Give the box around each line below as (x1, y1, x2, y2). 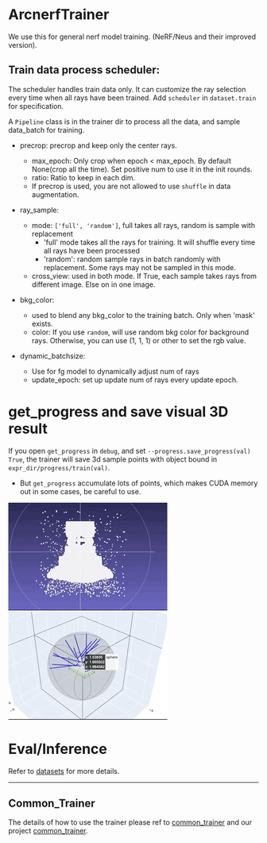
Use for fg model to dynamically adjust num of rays (31, 366, 200, 376)
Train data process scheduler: (8, 64, 161, 77)
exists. (31, 319, 53, 328)
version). (8, 40, 37, 49)
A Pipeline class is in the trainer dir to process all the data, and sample (8, 117, 241, 126)
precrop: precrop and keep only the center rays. (19, 141, 177, 150)
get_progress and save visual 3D (8, 403, 229, 420)
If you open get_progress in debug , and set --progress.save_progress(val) (8, 446, 251, 455)
